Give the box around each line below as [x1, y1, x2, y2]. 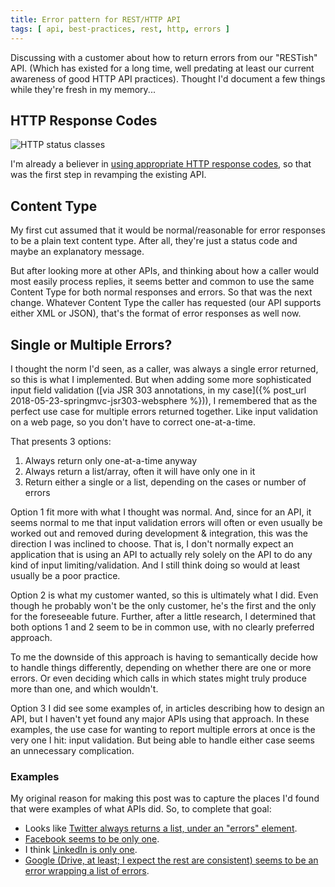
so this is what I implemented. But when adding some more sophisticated [10, 373, 312, 385]
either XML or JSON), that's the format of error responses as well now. [10, 307, 302, 320]
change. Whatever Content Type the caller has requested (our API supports [10, 297, 322, 309]
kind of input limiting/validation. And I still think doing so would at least [10, 559, 301, 571]
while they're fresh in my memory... [10, 83, 156, 95]
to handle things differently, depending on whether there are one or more [10, 661, 312, 673]
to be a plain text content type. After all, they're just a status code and [10, 235, 298, 247]
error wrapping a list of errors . [24, 865, 150, 877]
